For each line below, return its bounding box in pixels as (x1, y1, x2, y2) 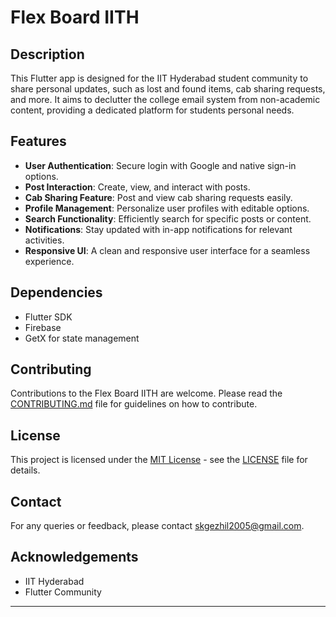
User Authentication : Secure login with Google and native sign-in (24, 159, 297, 171)
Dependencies (10, 284, 103, 301)
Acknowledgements (10, 549, 139, 566)
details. (10, 464, 41, 476)
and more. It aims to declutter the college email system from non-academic (10, 94, 321, 105)
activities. (24, 234, 65, 246)
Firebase (24, 321, 62, 333)
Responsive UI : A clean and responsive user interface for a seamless (24, 244, 311, 256)
